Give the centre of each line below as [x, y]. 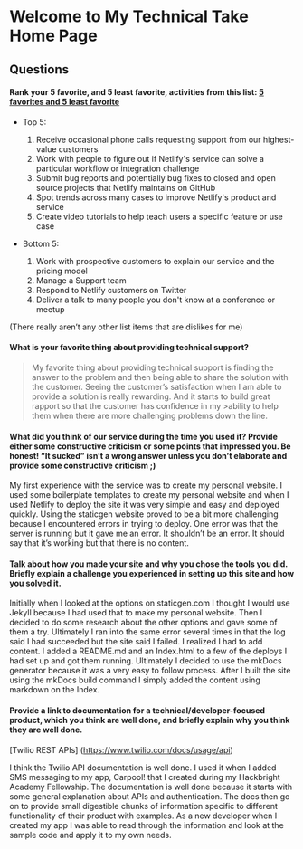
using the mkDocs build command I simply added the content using [135, 680]
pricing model [62, 271]
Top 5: [34, 122]
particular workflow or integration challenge [118, 168]
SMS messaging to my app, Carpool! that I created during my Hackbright [145, 777]
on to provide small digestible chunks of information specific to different [144, 806]
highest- [279, 139]
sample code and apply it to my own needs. [90, 835]
